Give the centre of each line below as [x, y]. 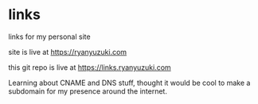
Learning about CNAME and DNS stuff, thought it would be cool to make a [129, 83]
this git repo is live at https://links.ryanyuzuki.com [90, 67]
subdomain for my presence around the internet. [88, 91]
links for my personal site [49, 37]
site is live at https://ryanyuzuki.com [68, 52]
